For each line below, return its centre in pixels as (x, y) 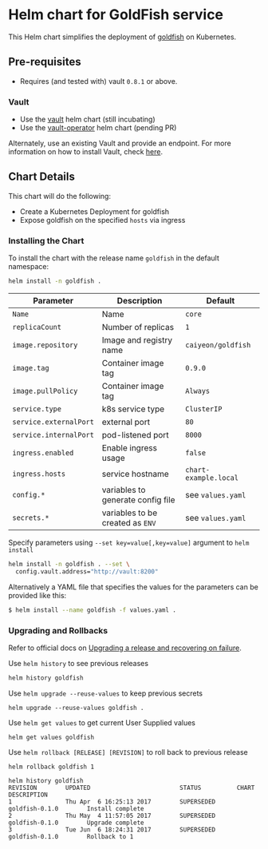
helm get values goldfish (51, 737)
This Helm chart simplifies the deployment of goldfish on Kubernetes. (122, 37)
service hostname (135, 474)
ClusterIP (203, 409)
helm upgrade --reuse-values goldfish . (77, 708)
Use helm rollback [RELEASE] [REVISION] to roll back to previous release (128, 752)
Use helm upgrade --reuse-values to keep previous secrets (106, 693)
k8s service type (133, 409)
